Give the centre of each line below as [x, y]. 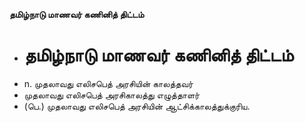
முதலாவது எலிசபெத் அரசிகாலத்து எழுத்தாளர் [112, 95]
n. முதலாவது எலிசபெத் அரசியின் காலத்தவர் [108, 83]
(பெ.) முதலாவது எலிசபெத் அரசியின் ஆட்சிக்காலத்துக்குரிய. [137, 106]
